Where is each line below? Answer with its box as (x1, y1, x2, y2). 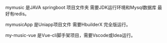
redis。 (14, 11, 30, 17)
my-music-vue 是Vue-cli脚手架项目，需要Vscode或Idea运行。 (5, 32, 136, 38)
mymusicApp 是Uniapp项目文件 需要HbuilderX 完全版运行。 (5, 22, 131, 27)
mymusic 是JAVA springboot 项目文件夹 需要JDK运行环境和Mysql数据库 (5, 5, 157, 10)
